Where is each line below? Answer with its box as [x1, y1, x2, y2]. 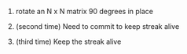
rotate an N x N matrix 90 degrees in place [15, 7, 154, 16]
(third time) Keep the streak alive [15, 37, 122, 46]
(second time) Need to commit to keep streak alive [15, 22, 180, 31]
